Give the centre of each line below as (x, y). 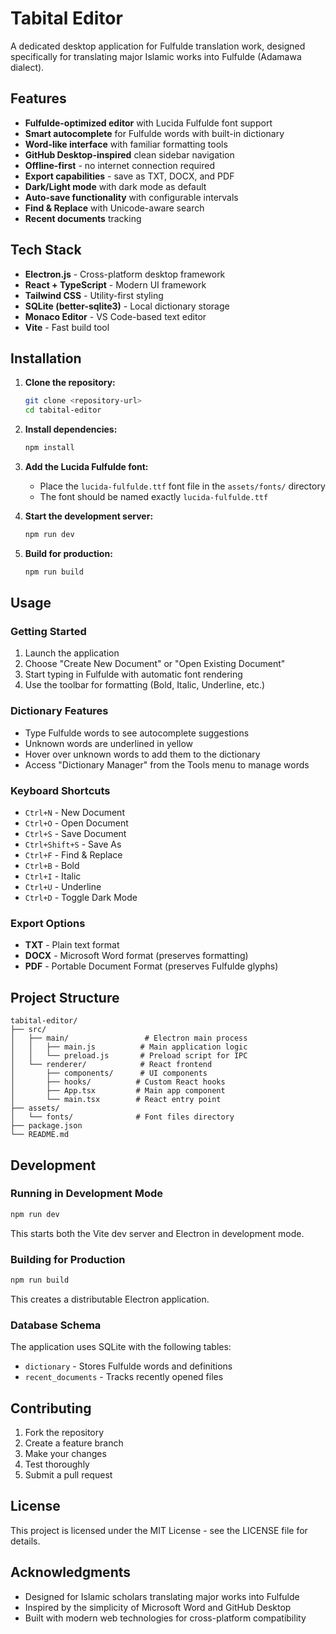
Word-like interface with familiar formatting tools (126, 144)
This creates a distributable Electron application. (110, 1299)
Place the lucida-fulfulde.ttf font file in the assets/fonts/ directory (182, 486)
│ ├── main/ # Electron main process (129, 1038)
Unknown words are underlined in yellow (109, 743)
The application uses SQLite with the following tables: (121, 1347)
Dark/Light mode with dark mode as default (115, 186)
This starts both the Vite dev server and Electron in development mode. (157, 1233)
